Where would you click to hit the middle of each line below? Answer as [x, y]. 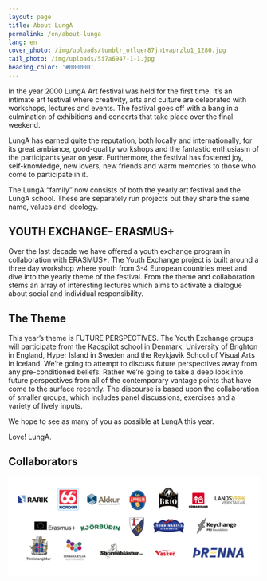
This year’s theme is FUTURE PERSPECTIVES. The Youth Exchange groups [131, 338]
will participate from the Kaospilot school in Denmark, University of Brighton [133, 346]
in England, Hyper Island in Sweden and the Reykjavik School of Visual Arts [132, 354]
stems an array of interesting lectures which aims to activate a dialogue [126, 285]
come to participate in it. [48, 174]
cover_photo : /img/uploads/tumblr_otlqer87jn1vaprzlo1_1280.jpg [117, 51]
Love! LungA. [30, 437]
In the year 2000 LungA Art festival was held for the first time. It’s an [120, 91]
